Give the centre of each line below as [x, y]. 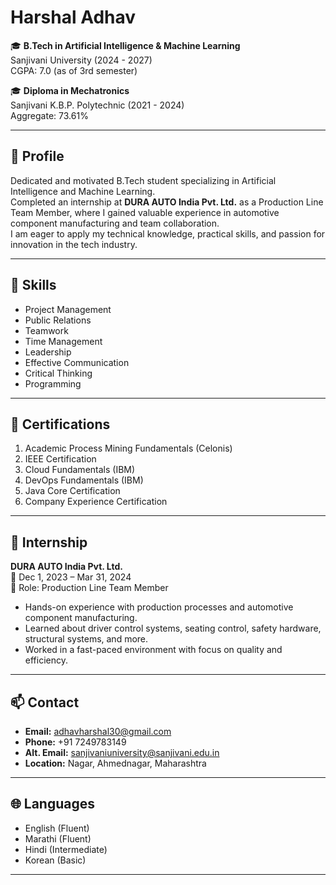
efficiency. [46, 660]
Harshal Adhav [73, 17]
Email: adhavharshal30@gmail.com [98, 731]
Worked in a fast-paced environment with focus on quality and [153, 650]
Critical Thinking [58, 373]
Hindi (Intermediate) [66, 849]
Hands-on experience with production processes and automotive [159, 607]
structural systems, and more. [86, 639]
